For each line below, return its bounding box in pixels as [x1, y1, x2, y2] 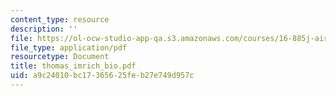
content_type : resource [10, 14, 110, 25]
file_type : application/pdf [10, 42, 128, 53]
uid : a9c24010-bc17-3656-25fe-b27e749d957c [10, 71, 195, 81]
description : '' [10, 24, 78, 34]
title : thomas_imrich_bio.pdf [10, 61, 137, 71]
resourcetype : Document [10, 52, 110, 62]
